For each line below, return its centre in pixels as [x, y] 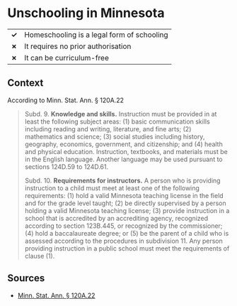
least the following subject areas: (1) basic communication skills [117, 121]
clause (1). [40, 256]
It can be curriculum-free [67, 58]
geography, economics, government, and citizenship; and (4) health [123, 144]
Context [25, 83]
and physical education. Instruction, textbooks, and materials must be [126, 151]
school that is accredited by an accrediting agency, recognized [116, 218]
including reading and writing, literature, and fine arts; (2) [108, 129]
